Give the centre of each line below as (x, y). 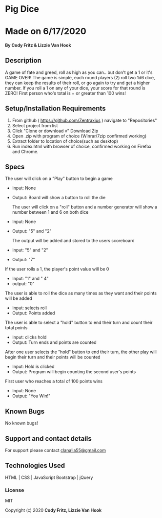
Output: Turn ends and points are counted (54, 342)
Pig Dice (22, 9)
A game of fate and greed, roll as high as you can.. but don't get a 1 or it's (79, 72)
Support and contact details (48, 439)
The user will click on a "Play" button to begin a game (59, 179)
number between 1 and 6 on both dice (50, 212)
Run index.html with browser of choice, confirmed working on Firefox (82, 146)
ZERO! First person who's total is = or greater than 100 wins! (65, 93)
